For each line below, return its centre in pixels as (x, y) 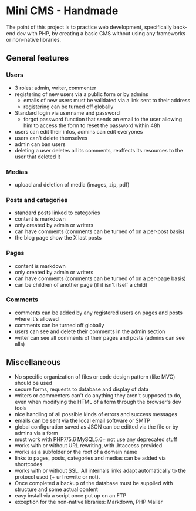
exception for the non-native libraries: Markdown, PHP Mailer (89, 502)
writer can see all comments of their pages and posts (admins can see (99, 337)
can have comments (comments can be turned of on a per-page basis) (100, 278)
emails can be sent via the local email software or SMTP (82, 420)
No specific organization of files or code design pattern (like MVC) (95, 376)
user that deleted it (37, 157)
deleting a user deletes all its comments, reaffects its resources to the (99, 150)
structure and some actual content (56, 489)
